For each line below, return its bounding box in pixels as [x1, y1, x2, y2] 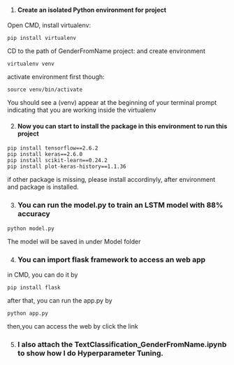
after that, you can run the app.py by [7, 296, 113, 304]
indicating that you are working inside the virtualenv [7, 106, 156, 115]
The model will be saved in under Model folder [7, 237, 141, 245]
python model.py [7, 224, 54, 232]
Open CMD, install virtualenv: [7, 21, 92, 29]
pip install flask [7, 284, 61, 291]
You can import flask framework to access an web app [17, 255, 206, 264]
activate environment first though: [7, 73, 105, 81]
